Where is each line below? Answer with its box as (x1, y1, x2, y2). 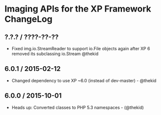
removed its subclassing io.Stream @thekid (11, 51, 99, 57)
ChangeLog (4, 14, 53, 25)
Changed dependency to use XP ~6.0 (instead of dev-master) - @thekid (11, 77, 157, 83)
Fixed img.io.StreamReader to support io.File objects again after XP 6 (11, 46, 150, 51)
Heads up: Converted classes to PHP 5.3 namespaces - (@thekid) (11, 104, 144, 110)
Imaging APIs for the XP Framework (4, 3, 151, 14)
